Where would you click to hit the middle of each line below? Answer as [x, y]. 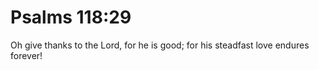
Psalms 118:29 [71, 17]
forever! [26, 55]
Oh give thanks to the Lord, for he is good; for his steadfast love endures [160, 45]
